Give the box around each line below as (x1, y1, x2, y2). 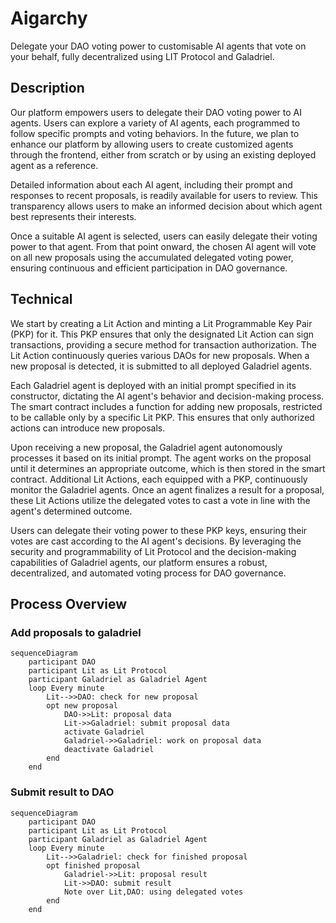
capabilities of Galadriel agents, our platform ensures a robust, (10, 556, 268, 568)
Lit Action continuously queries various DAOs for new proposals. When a (10, 349, 310, 361)
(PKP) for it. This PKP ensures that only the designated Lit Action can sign (10, 328, 315, 340)
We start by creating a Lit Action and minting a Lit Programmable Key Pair (10, 317, 313, 329)
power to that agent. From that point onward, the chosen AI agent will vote (10, 240, 317, 252)
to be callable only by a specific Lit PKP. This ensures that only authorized (10, 411, 315, 423)
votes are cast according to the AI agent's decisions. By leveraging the (10, 535, 302, 547)
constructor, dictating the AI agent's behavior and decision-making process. (10, 390, 325, 402)
